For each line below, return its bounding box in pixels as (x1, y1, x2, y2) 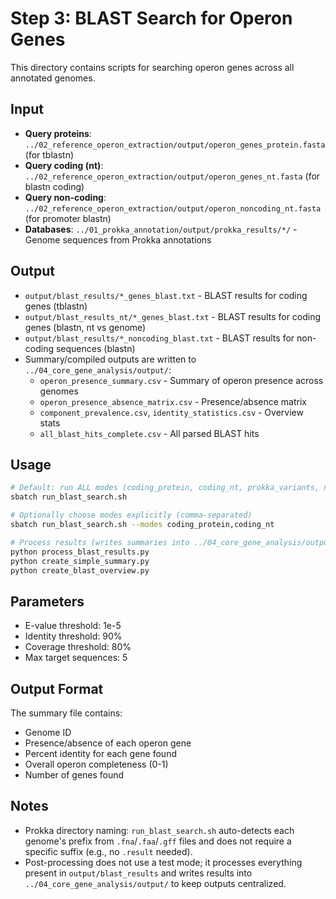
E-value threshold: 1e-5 (24, 620, 122, 632)
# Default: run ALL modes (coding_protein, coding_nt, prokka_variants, (10, 483, 320, 493)
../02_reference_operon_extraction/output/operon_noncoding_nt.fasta (24, 203, 322, 214)
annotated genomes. (10, 72, 96, 84)
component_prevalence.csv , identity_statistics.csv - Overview (39, 406, 304, 418)
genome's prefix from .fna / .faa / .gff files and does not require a (24, 835, 292, 847)
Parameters (10, 593, 85, 610)
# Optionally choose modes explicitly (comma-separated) (10, 510, 253, 521)
